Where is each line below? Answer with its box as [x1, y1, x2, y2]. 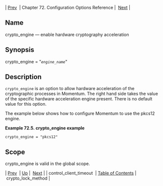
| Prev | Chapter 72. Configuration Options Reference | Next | [5, 5, 131, 10]
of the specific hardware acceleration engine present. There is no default [5, 96, 153, 102]
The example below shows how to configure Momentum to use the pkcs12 [5, 111, 155, 116]
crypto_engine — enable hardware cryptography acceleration [5, 32, 129, 37]
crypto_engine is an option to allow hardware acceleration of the [5, 86, 135, 92]
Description [5, 73, 42, 81]
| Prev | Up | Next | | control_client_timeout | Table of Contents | [5, 170, 137, 176]
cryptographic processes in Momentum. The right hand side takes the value [5, 91, 158, 97]
